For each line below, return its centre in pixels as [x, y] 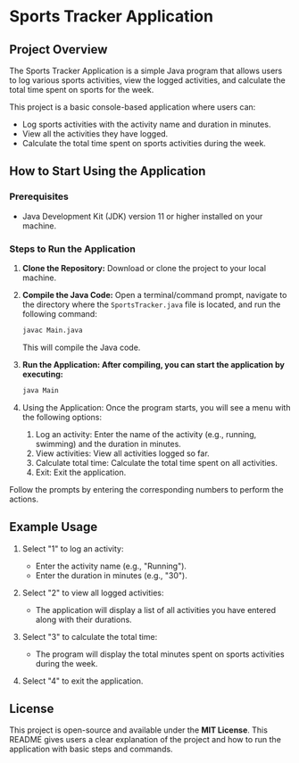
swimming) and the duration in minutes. [108, 444]
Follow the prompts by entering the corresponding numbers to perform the [146, 489]
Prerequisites [39, 196]
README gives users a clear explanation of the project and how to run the [145, 740]
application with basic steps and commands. [91, 749]
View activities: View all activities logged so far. [122, 453]
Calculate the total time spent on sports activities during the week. [144, 143]
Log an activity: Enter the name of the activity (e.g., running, [146, 434]
